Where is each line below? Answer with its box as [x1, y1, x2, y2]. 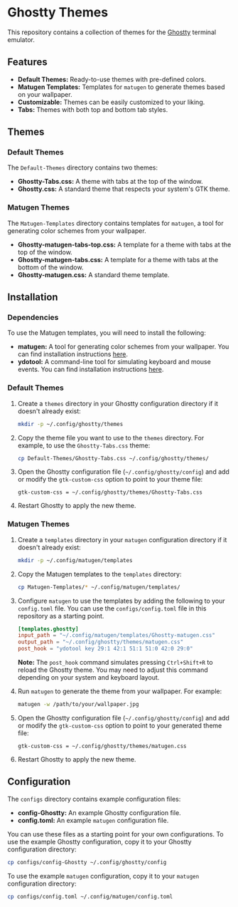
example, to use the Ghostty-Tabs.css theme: [17, 441, 151, 450]
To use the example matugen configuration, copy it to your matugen [7, 871, 200, 880]
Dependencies [7, 313, 59, 323]
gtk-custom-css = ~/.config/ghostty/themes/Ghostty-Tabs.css [17, 489, 203, 496]
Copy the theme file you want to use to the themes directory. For [17, 433, 205, 442]
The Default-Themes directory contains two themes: [7, 163, 158, 172]
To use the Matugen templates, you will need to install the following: [7, 328, 206, 337]
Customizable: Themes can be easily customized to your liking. [17, 98, 205, 106]
